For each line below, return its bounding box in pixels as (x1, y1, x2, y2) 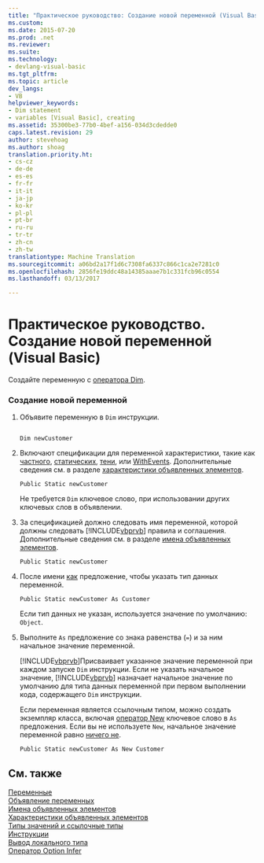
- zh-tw (8, 245, 34, 253)
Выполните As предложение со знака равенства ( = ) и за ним (19, 632, 223, 642)
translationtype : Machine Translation (8, 253, 135, 260)
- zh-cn (8, 238, 34, 246)
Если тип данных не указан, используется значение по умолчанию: (19, 609, 247, 618)
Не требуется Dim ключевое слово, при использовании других (19, 494, 230, 503)
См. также (8, 766, 63, 780)
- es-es (8, 172, 34, 181)
